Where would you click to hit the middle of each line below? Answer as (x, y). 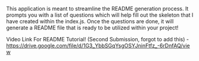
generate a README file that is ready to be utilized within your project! (92, 28)
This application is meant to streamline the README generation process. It (97, 9)
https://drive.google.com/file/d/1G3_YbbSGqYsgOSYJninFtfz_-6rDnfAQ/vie (98, 45)
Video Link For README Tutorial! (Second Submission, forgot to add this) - (98, 39)
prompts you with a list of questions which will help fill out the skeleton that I (100, 15)
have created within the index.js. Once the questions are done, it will (90, 21)
